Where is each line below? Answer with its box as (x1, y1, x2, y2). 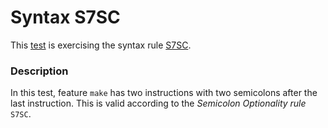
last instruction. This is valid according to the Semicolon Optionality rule (10, 97, 307, 110)
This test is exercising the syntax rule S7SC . (10, 39, 192, 51)
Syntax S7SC (10, 6, 121, 29)
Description (10, 64, 69, 78)
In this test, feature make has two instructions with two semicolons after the (10, 87, 318, 99)
